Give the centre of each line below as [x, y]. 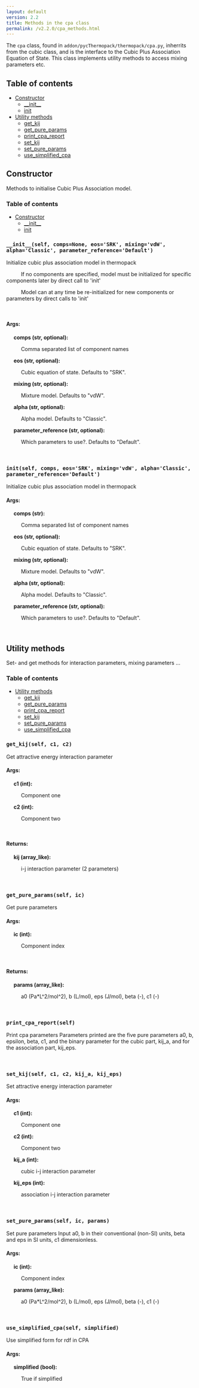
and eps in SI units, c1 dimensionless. [52, 1239]
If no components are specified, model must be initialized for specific [106, 274]
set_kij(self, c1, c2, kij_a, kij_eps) [64, 1074]
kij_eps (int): [29, 1183]
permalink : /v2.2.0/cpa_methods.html [53, 28]
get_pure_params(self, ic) [45, 895]
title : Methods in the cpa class [48, 23]
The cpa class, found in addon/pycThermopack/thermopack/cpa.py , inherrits [96, 46]
